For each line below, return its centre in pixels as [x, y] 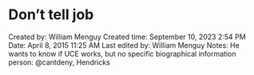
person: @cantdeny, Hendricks [59, 62]
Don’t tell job [51, 15]
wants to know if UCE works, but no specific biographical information [122, 53]
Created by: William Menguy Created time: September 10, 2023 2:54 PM [127, 37]
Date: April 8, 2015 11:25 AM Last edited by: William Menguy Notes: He [124, 45]
